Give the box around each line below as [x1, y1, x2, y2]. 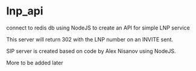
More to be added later [6, 59, 63, 66]
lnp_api [6, 4, 43, 18]
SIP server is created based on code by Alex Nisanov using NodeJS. [6, 47, 176, 55]
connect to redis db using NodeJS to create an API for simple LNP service [6, 24, 190, 31]
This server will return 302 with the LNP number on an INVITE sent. [6, 35, 174, 43]
